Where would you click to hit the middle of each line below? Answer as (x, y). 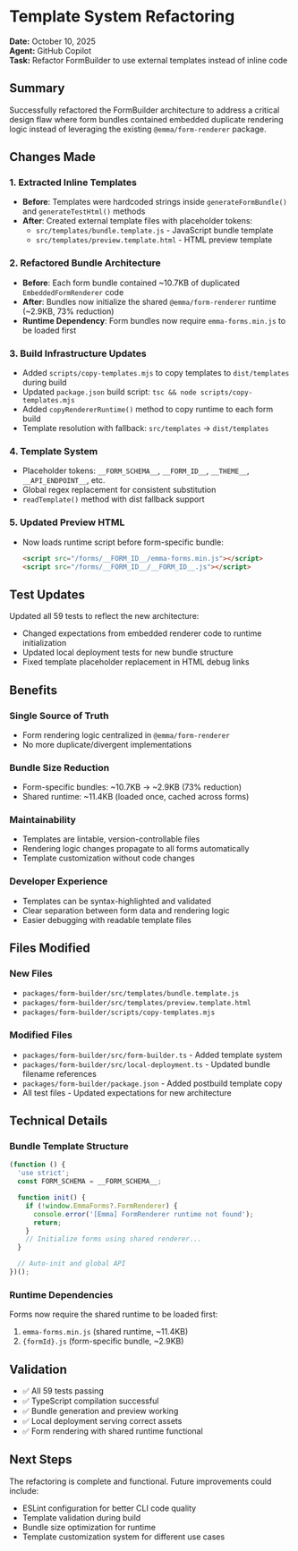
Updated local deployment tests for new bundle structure (128, 653)
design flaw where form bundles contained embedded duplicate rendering (146, 119)
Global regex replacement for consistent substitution (119, 490)
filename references (59, 1073)
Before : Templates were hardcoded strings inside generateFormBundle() (155, 202)
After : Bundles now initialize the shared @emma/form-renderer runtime (149, 301)
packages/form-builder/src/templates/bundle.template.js (131, 994)
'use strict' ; (43, 1174)
